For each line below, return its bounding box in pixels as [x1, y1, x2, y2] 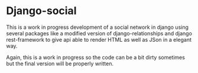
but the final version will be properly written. [6, 60, 114, 67]
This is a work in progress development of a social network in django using [6, 24, 189, 31]
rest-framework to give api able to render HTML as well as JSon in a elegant [6, 36, 192, 43]
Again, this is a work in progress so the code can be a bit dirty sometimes [6, 54, 185, 61]
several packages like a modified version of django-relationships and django [6, 29, 192, 36]
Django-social [6, 4, 77, 18]
